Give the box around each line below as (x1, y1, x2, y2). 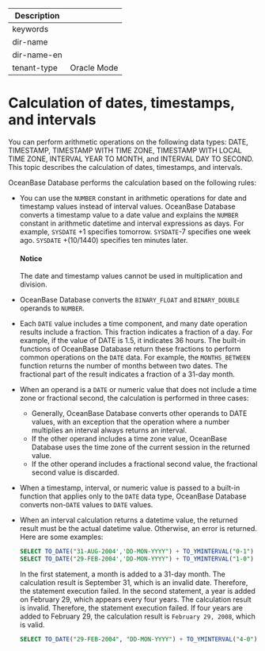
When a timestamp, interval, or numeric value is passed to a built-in (19, 483, 240, 493)
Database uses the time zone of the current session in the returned (31, 442, 251, 452)
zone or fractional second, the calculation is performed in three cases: (19, 393, 249, 403)
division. (19, 279, 47, 289)
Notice (19, 253, 43, 263)
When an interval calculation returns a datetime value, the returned (19, 515, 238, 525)
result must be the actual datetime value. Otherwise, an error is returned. (19, 524, 257, 534)
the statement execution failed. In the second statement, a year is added (19, 586, 256, 595)
